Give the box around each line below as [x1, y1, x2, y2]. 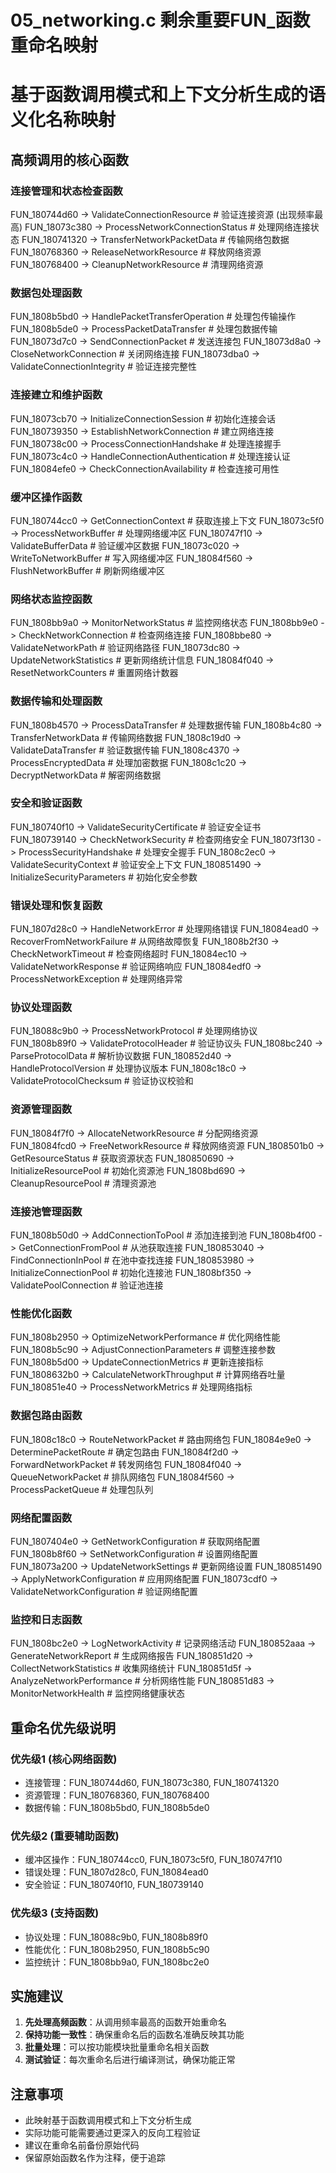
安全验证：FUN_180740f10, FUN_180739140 [24, 1879, 204, 1891]
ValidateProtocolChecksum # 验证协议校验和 [10, 1075, 194, 1087]
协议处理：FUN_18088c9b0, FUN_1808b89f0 [24, 1931, 208, 1943]
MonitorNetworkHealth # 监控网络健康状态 [10, 1687, 186, 1700]
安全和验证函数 [10, 796, 83, 810]
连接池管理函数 [10, 1204, 83, 1218]
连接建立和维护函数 [10, 388, 103, 402]
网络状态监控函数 [10, 592, 93, 606]
